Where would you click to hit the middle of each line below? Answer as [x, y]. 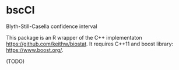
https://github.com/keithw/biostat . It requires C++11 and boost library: [90, 44]
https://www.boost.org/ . [35, 50]
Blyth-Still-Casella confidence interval [52, 26]
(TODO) [15, 61]
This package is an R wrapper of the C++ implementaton [74, 37]
